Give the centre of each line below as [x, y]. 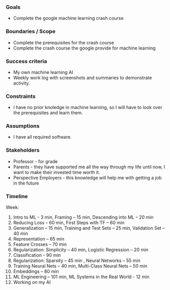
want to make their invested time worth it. [56, 172]
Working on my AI [32, 282]
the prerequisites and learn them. [48, 113]
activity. [21, 83]
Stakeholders [23, 150]
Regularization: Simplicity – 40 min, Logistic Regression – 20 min [81, 250]
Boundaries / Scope [31, 32]
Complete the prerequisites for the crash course [63, 42]
